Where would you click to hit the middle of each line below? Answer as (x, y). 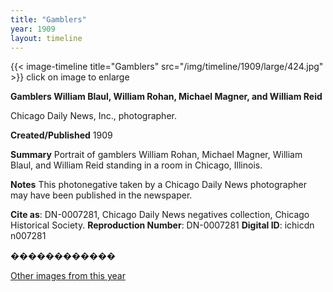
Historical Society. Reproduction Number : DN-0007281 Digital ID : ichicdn (162, 225)
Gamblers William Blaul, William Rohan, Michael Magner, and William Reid (166, 97)
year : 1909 (33, 29)
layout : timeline (46, 38)
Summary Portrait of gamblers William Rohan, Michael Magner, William (156, 155)
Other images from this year (68, 276)
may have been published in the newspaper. (101, 195)
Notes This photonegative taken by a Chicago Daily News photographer (158, 185)
